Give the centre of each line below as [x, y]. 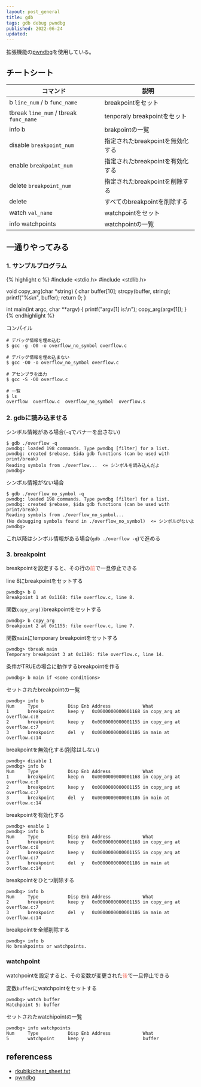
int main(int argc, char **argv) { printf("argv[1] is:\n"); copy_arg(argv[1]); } [97, 309]
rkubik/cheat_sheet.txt [42, 1071]
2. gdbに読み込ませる [37, 418]
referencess [29, 1057]
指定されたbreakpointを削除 [144, 181]
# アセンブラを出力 [27, 374]
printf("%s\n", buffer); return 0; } [46, 297]
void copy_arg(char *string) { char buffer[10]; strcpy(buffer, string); [89, 291]
